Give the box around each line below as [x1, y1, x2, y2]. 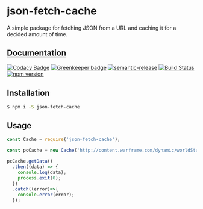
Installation [7, 88, 50, 98]
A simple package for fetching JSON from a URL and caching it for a [7, 24, 176, 31]
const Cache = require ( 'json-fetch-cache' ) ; [7, 137, 120, 143]
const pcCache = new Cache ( [7, 148, 78, 154]
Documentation [7, 48, 67, 58]
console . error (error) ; [17, 192, 75, 198]
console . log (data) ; [17, 169, 67, 175]
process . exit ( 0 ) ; [17, 175, 61, 181]
